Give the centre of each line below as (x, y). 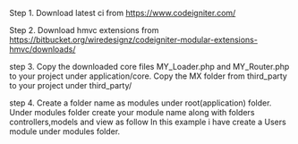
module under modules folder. (65, 131)
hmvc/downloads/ (43, 49)
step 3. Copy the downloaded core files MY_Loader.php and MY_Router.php (149, 67)
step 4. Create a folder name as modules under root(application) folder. (140, 103)
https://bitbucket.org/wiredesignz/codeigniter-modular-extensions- (133, 40)
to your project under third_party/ (71, 85)
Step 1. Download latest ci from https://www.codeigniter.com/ (123, 13)
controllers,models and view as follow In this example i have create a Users (148, 122)
